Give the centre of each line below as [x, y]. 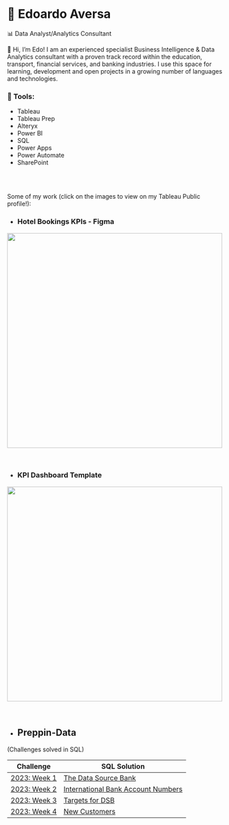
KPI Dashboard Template [59, 475]
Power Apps [34, 148]
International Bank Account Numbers [123, 789]
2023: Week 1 [34, 778]
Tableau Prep [36, 119]
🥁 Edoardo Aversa [59, 14]
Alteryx [27, 126]
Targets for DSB [89, 800]
